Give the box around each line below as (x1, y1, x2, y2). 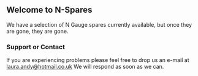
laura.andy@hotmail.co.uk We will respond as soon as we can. (6, 63, 164, 71)
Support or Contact (6, 43, 66, 51)
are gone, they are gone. (6, 27, 69, 35)
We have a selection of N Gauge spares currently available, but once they (6, 21, 192, 28)
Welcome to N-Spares (6, 5, 93, 15)
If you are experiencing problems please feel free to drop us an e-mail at (6, 57, 189, 64)
